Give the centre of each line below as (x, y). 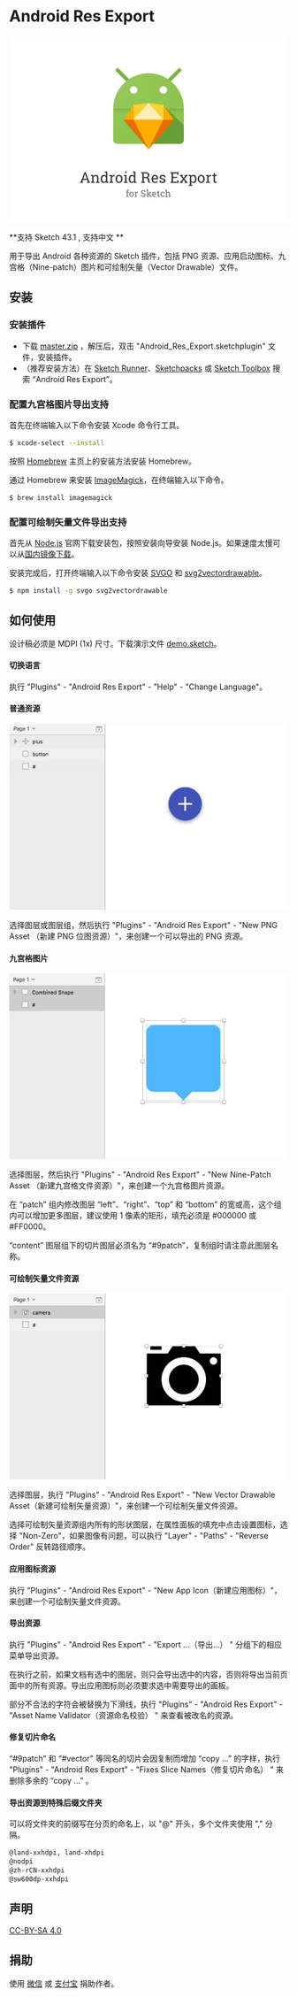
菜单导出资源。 (36, 1655)
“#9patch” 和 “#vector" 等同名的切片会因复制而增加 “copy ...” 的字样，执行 (145, 1759)
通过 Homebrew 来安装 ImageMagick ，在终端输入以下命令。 (119, 480)
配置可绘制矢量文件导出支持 (68, 522)
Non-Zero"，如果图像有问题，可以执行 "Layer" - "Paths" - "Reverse (145, 1536)
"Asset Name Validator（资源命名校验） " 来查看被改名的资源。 (124, 1715)
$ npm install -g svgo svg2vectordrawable (88, 590)
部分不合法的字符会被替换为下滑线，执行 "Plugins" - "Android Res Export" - (146, 1704)
